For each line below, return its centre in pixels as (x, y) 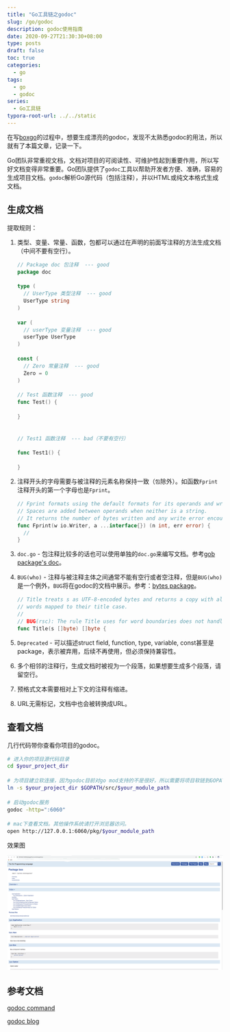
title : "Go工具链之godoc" (42, 14)
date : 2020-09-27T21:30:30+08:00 (55, 36)
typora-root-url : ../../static (52, 116)
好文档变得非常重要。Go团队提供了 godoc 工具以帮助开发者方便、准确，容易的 (115, 169)
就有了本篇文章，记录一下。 (46, 146)
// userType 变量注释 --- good (67, 330)
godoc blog (23, 1021)
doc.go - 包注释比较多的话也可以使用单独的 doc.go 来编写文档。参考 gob (116, 554)
